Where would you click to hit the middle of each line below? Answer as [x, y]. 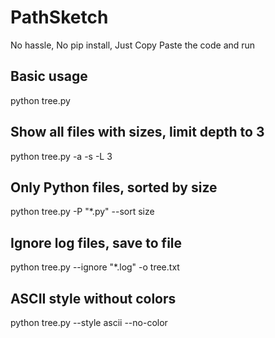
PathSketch [59, 17]
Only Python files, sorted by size [114, 187]
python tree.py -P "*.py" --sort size [82, 212]
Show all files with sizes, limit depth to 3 [137, 132]
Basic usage [49, 76]
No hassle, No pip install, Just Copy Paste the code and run [133, 45]
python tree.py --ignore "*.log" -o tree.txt [95, 267]
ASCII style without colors [93, 298]
